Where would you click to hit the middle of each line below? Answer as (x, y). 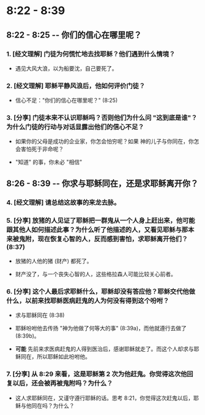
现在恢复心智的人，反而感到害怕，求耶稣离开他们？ (113, 239)
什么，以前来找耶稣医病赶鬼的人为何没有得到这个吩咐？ (88, 301)
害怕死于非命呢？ (42, 149)
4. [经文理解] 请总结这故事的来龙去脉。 (63, 202)
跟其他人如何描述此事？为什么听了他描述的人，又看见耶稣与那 (97, 230)
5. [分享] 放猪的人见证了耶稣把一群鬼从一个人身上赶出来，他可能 (101, 220)
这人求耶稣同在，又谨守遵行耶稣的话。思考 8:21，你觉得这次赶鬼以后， (104, 398)
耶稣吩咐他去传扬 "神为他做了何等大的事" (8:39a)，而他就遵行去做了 (101, 328)
